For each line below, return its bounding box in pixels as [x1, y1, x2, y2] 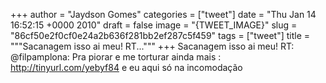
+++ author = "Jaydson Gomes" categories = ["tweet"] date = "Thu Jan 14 [10, 9, 317, 20]
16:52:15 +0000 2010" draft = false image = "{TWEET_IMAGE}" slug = [10, 19, 298, 31]
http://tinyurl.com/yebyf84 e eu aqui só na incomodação [10, 62, 243, 73]
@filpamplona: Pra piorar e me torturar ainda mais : [10, 51, 222, 63]
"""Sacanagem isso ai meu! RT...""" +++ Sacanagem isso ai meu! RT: [10, 40, 295, 52]
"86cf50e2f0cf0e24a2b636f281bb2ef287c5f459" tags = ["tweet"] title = [10, 30, 311, 41]
